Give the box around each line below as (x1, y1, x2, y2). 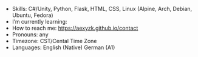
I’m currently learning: (12, 18, 67, 25)
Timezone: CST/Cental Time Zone (12, 38, 97, 44)
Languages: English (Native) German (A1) (12, 44, 115, 51)
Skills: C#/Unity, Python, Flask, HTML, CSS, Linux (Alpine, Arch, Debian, (12, 5, 193, 12)
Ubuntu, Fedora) (12, 12, 53, 19)
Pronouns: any (12, 31, 49, 38)
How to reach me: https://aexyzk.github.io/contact (12, 24, 138, 32)
